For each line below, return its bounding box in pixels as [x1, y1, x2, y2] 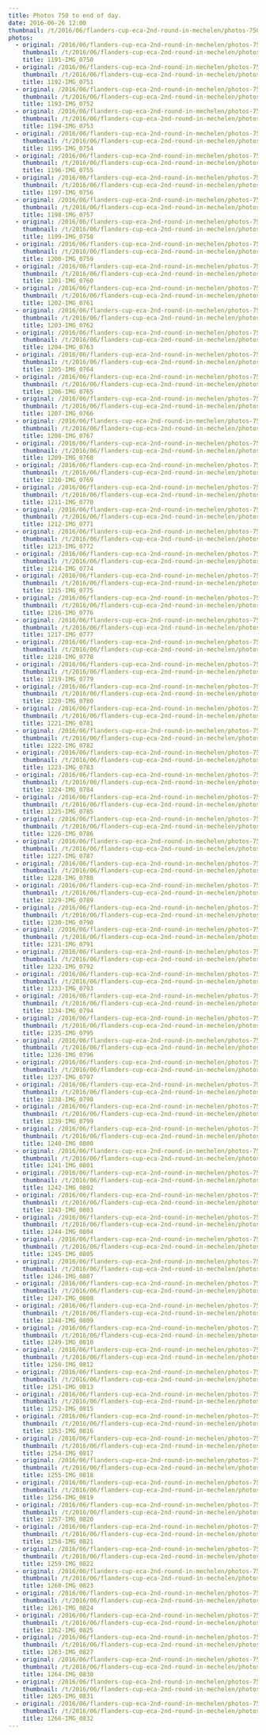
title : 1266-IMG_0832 [22, 1714, 93, 1722]
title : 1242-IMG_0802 [22, 1184, 93, 1192]
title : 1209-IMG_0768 [22, 454, 93, 462]
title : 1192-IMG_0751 [22, 78, 93, 86]
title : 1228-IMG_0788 [22, 874, 93, 883]
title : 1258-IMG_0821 [22, 1538, 93, 1545]
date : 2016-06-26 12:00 [8, 19, 87, 27]
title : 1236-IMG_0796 [22, 1051, 93, 1059]
